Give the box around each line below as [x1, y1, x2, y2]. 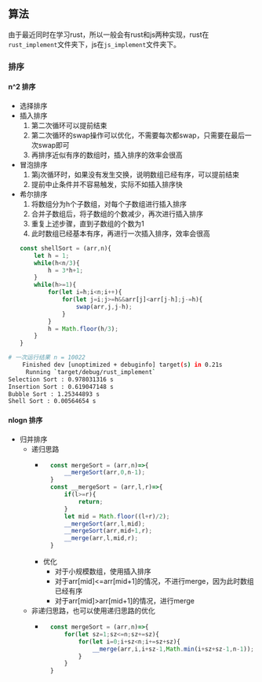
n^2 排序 [8, 82, 36, 92]
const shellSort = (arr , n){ [19, 244, 111, 252]
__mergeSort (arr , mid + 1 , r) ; [64, 527, 153, 535]
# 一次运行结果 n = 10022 [8, 354, 86, 361]
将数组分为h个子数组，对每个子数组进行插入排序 [31, 199, 187, 208]
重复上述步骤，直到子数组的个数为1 [31, 218, 145, 228]
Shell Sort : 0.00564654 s [8, 398, 96, 405]
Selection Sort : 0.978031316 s [8, 376, 114, 383]
